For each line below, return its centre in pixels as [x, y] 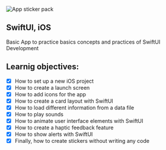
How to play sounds [39, 114]
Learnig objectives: [43, 67]
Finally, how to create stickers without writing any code [82, 141]
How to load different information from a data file [74, 107]
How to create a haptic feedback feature [64, 128]
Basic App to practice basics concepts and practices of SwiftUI [83, 42]
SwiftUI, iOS [29, 27]
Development [23, 48]
